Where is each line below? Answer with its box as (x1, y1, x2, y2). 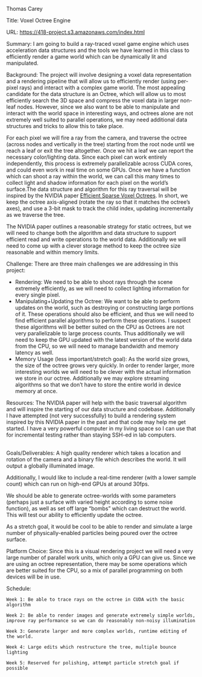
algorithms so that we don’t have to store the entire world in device (14, 381, 181, 388)
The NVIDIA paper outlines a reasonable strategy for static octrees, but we (6, 223, 192, 230)
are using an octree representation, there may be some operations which (6, 560, 188, 567)
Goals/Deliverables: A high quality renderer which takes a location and (6, 449, 181, 457)
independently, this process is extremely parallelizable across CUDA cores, (6, 160, 193, 167)
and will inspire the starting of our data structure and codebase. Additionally (6, 406, 195, 412)
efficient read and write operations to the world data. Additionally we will (6, 236, 186, 243)
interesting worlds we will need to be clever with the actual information (14, 368, 191, 375)
